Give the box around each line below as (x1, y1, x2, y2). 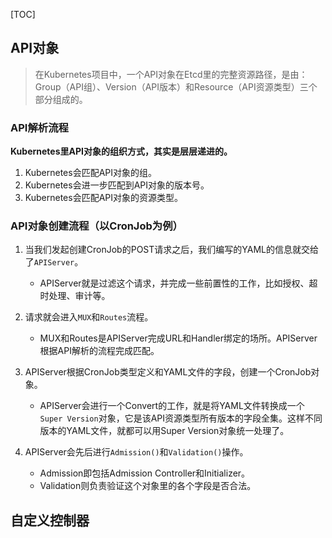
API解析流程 (10, 120, 69, 134)
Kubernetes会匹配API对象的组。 (24, 167, 158, 179)
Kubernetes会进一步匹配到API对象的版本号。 (24, 179, 210, 191)
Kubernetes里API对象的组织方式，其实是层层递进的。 (10, 145, 233, 158)
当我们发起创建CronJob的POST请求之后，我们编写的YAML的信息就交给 (24, 244, 319, 256)
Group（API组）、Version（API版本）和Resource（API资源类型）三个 (34, 80, 318, 93)
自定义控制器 (10, 512, 90, 529)
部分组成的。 (34, 93, 88, 105)
